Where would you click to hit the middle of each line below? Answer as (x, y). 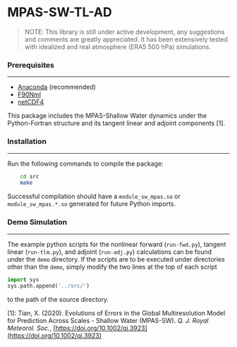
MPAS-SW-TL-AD (60, 12)
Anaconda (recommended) (57, 87)
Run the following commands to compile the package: (85, 164)
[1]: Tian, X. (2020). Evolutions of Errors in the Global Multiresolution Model (116, 313)
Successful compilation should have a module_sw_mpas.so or (94, 196)
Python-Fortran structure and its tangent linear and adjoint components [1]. (116, 123)
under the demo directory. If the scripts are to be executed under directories (116, 259)
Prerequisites (31, 65)
